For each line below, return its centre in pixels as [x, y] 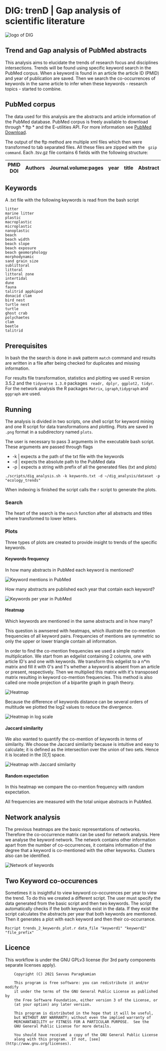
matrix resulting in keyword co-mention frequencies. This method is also [79, 677]
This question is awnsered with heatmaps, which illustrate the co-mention [80, 631]
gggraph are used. [23, 394]
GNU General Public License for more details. [63, 1026]
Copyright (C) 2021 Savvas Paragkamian [55, 974]
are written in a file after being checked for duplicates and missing [72, 363]
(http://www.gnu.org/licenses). [38, 1044]
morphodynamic [20, 257]
